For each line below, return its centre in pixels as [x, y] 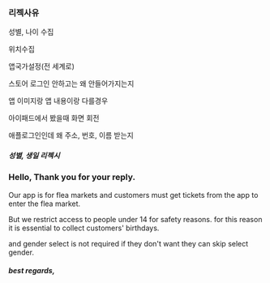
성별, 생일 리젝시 [34, 155]
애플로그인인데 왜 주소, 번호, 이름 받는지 [71, 135]
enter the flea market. [45, 204]
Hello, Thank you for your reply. [72, 178]
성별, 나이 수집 [31, 32]
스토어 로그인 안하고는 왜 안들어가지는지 [71, 84]
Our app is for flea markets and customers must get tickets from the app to [133, 195]
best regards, [32, 271]
